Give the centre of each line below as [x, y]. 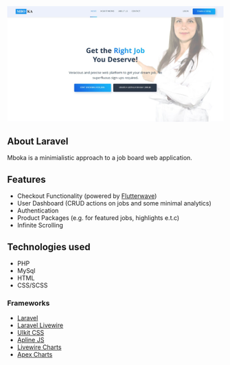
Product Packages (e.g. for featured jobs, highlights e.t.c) [98, 218]
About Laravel [38, 141]
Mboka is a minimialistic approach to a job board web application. [100, 158]
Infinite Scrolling [40, 225]
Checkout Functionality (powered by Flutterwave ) [87, 196]
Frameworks [28, 303]
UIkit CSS [31, 333]
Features [26, 179]
